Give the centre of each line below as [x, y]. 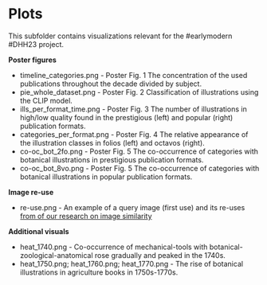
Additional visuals [39, 231]
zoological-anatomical [56, 255]
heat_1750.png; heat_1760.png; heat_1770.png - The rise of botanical [132, 264]
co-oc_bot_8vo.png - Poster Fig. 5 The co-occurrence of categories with [139, 168]
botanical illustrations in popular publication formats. [106, 177]
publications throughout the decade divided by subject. [110, 84]
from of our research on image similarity [86, 216]
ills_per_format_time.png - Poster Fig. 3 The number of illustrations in [133, 109]
